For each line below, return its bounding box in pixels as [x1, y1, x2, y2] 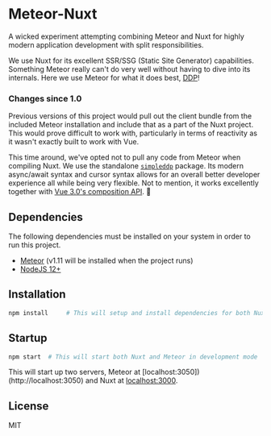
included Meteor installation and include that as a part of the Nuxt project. [8, 120, 254, 130]
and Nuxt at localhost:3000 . [85, 376, 178, 385]
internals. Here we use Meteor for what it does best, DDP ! [8, 73, 200, 82]
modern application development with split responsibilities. [8, 39, 204, 49]
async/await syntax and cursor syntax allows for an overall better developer [8, 170, 261, 180]
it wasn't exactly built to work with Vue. [8, 137, 140, 147]
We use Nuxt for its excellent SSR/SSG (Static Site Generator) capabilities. [8, 56, 254, 65]
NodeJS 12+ [19, 264, 61, 274]
